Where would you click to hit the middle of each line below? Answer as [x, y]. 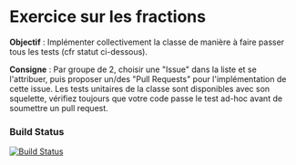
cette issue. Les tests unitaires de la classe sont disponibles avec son [140, 88]
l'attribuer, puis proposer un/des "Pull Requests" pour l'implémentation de [148, 78]
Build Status [37, 131]
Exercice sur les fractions [108, 17]
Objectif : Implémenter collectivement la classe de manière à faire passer [147, 42]
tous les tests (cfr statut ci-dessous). [79, 51]
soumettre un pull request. [59, 108]
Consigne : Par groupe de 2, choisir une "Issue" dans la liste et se [133, 69]
